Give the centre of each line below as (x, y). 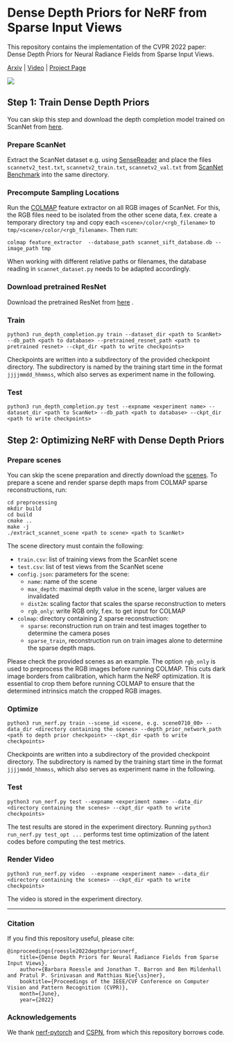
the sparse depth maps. (61, 648)
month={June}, (40, 994)
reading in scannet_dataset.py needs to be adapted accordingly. (99, 269)
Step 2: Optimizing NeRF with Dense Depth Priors (116, 440)
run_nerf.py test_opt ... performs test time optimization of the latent (108, 834)
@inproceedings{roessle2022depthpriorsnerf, (72, 951)
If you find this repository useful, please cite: (71, 939)
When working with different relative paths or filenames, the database (107, 261)
